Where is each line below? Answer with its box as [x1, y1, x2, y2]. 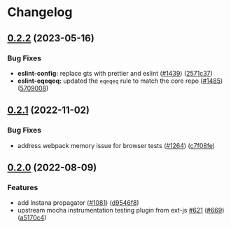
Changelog [7, 4, 73, 20]
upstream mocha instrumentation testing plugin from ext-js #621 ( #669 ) [17, 206, 225, 215]
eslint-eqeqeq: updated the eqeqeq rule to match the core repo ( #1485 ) [17, 76, 223, 85]
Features [7, 182, 38, 192]
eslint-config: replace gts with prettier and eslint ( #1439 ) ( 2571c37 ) [17, 69, 213, 77]
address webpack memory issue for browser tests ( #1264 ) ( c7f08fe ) [17, 141, 216, 149]
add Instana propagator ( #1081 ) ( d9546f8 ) [17, 199, 139, 207]
